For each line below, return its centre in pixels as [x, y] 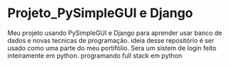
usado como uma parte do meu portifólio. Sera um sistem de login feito [112, 48]
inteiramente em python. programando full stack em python [95, 56]
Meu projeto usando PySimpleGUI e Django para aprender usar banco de [115, 33]
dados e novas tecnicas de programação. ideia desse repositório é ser [111, 40]
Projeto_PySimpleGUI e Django [100, 13]
